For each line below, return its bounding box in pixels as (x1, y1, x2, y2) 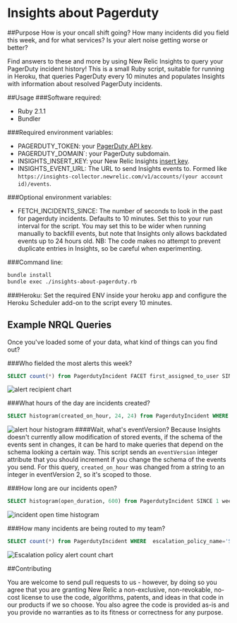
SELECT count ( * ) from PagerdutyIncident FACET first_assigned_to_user (7, 372, 219, 379)
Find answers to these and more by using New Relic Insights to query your (7, 57, 224, 65)
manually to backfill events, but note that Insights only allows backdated (17, 229, 227, 237)
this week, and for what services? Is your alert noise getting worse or (7, 35, 208, 44)
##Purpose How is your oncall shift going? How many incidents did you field (7, 28, 229, 37)
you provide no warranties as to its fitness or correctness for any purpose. (7, 608, 224, 616)
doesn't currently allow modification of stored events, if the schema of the (7, 433, 223, 441)
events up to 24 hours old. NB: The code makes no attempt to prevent (17, 237, 221, 245)
